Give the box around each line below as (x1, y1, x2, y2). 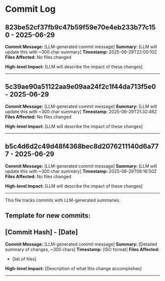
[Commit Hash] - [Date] (5, 228, 78, 237)
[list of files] (12, 256, 37, 262)
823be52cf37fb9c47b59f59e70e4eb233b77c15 (5, 23, 156, 31)
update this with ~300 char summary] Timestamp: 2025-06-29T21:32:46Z (5, 108, 157, 114)
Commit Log (5, 3, 56, 15)
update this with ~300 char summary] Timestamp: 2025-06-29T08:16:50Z (5, 168, 157, 174)
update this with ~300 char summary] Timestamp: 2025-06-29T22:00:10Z (5, 49, 157, 55)
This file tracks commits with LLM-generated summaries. (5, 197, 121, 203)
